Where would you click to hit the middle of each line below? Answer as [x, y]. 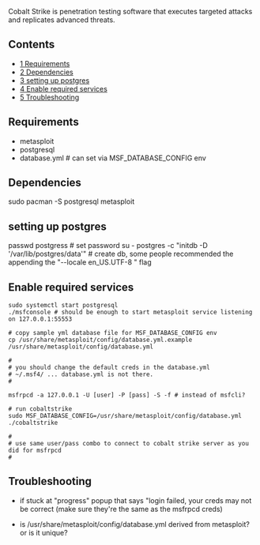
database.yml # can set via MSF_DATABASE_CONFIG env [113, 158]
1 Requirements [45, 63]
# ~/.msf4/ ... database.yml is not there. [81, 374]
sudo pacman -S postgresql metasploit [72, 201]
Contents [32, 45]
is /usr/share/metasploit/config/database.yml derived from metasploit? [135, 524]
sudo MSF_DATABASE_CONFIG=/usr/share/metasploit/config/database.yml [125, 416]
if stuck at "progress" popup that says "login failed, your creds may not [136, 500]
